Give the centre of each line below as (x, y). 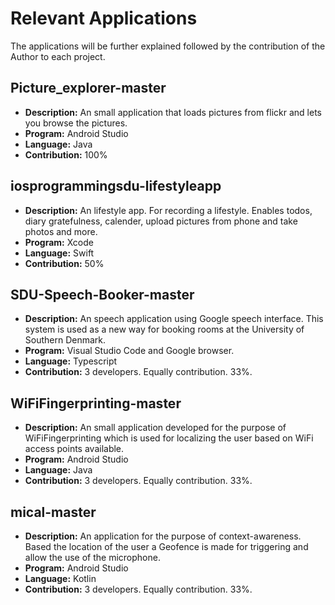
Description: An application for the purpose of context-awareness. (163, 536)
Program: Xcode (59, 242)
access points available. (74, 449)
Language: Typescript (71, 361)
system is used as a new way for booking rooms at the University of (164, 329)
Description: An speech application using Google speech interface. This (174, 319)
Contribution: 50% (64, 263)
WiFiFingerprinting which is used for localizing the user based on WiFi (169, 438)
